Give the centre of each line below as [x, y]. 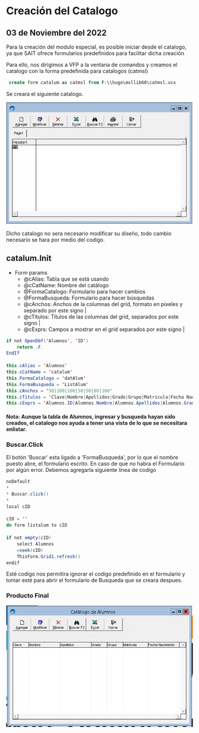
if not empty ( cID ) [29, 538]
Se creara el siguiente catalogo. [45, 94]
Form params [31, 272]
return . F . [30, 347]
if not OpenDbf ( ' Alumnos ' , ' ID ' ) [47, 341]
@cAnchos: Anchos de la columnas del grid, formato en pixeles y [103, 304]
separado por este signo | [55, 310]
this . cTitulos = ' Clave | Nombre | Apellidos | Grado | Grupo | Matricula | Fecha [95, 397]
